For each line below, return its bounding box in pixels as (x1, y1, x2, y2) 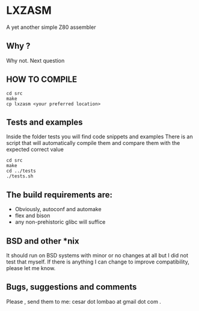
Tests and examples (6, 117, 83, 127)
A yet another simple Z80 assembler (6, 23, 96, 31)
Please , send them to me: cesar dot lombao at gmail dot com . (6, 298, 161, 305)
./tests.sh (6, 173, 34, 179)
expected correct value (6, 146, 64, 153)
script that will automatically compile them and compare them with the (6, 140, 180, 147)
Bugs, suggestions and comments (6, 282, 137, 292)
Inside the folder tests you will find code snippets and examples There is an (6, 133, 194, 140)
